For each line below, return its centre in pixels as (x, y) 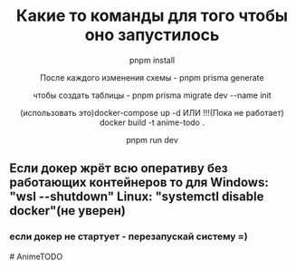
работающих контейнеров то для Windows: (139, 183)
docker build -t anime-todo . (152, 122)
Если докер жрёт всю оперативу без (119, 168)
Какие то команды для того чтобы (152, 16)
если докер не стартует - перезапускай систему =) (129, 236)
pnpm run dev (152, 139)
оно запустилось (152, 35)
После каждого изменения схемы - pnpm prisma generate (152, 77)
